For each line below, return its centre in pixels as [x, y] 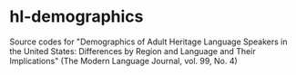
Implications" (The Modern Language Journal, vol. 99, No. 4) [124, 61]
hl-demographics [77, 17]
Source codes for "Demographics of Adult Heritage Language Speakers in [149, 42]
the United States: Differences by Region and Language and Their [133, 51]
